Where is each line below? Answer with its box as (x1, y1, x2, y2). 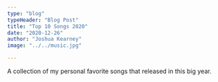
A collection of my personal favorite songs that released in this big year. (7, 67, 212, 75)
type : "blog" (7, 10, 45, 17)
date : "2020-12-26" (7, 29, 64, 37)
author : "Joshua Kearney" (7, 36, 82, 43)
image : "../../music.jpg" (7, 42, 82, 49)
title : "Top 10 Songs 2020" (7, 23, 89, 30)
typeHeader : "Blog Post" (7, 17, 79, 23)
